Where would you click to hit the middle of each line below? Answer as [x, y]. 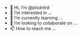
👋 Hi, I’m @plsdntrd [30, 8]
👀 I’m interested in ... [31, 13]
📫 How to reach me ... [33, 28]
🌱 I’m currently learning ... [36, 18]
